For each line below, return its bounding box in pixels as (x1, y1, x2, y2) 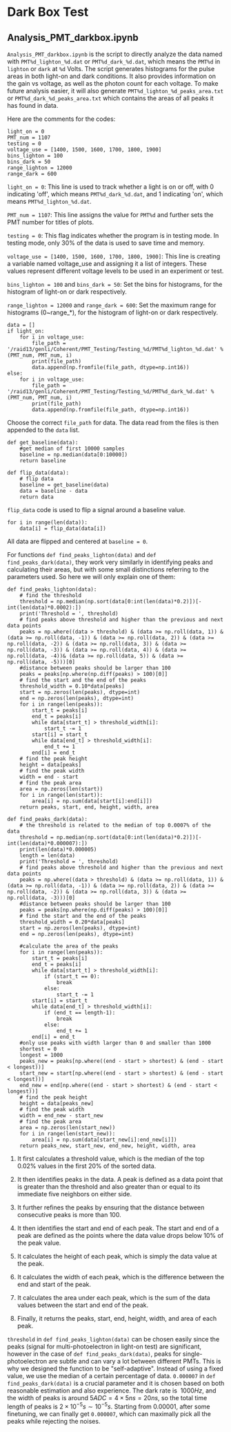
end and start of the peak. (17, 1280, 92, 1288)
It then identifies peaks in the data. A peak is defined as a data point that (17, 1176, 223, 1183)
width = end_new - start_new (19, 1112, 103, 1119)
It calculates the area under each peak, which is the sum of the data (17, 1294, 210, 1301)
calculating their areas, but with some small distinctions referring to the (7, 565, 209, 574)
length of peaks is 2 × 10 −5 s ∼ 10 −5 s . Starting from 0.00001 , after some (7, 1401, 210, 1411)
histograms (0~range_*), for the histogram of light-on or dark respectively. (7, 308, 219, 317)
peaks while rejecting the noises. (7, 1417, 101, 1425)
